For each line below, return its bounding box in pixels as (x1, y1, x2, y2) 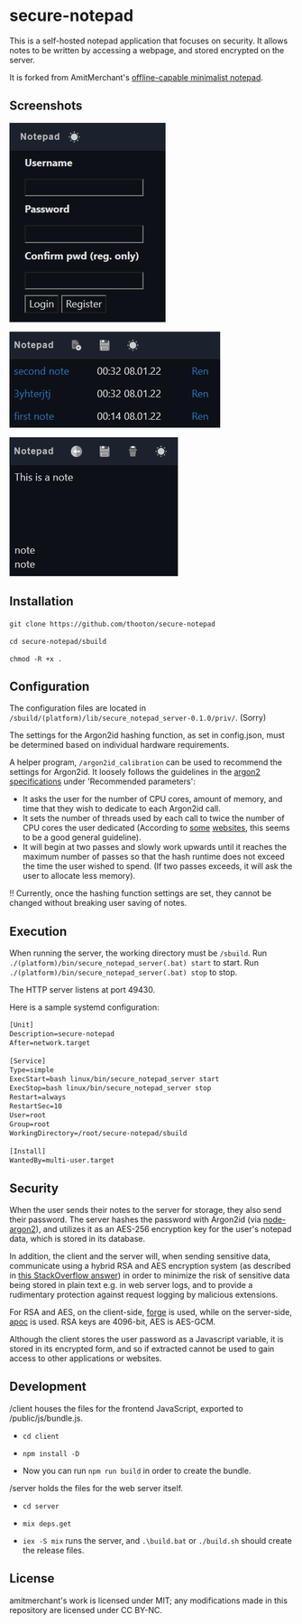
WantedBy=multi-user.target (9, 1156, 115, 1165)
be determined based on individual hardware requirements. (9, 740, 230, 751)
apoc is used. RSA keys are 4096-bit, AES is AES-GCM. (9, 1316, 216, 1327)
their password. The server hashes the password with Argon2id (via (9, 1214, 261, 1225)
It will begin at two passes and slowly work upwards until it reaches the (22, 842, 287, 853)
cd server (22, 1501, 60, 1511)
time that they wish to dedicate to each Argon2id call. (22, 803, 221, 814)
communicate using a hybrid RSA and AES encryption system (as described (9, 1261, 291, 1271)
